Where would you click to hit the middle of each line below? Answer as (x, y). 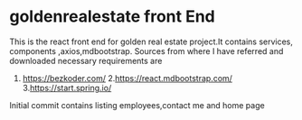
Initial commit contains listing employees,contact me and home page (137, 105)
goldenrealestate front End (112, 17)
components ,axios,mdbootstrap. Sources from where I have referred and (146, 51)
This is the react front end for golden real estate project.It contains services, (151, 42)
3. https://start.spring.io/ (67, 88)
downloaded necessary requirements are (86, 60)
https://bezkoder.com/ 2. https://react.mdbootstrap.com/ (127, 78)
